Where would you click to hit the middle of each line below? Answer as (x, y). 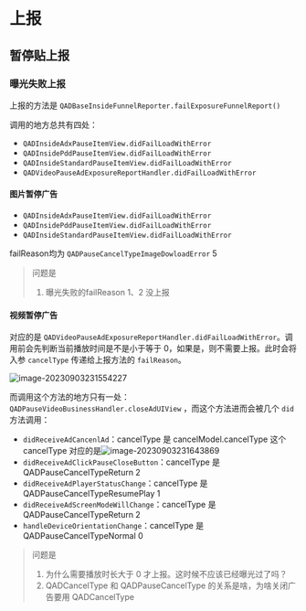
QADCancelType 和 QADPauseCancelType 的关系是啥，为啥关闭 (167, 585)
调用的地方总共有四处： (53, 124)
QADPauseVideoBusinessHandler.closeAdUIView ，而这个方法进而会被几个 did (152, 409)
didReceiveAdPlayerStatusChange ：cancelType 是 (115, 483)
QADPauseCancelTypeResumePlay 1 (91, 494)
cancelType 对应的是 (62, 451)
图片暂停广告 (33, 194)
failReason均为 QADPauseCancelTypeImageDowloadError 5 (113, 253)
